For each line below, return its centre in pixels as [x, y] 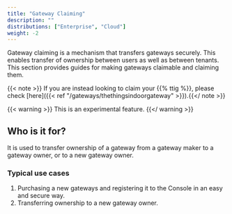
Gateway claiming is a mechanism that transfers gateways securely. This [111, 53]
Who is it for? [37, 131]
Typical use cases [38, 173]
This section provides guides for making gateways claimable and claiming [113, 67]
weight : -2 [23, 33]
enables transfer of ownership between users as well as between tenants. [113, 60]
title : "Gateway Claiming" [46, 14]
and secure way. [41, 196]
